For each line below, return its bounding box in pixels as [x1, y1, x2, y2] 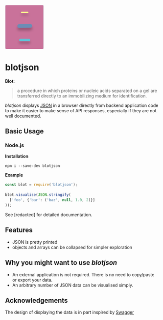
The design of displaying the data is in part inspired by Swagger [5, 309, 134, 315]
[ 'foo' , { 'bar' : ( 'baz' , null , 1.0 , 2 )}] [9, 197, 95, 203]
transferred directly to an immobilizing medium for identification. [17, 93, 147, 98]
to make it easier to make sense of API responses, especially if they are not [5, 107, 157, 113]
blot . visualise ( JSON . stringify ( [5, 192, 71, 197]
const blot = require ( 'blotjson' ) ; [5, 182, 78, 187]
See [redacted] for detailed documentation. [5, 212, 93, 218]
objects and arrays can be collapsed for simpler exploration [12, 244, 133, 250]
